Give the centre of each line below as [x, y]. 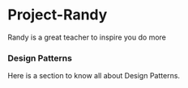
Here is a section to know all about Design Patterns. [94, 76]
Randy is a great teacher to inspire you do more [87, 37]
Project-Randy [58, 15]
